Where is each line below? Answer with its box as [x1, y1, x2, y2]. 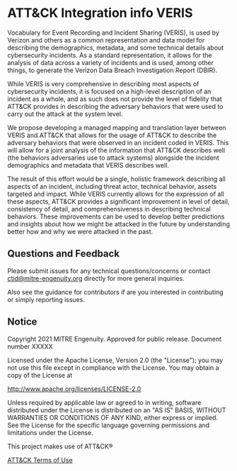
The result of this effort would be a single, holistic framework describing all [7, 175, 226, 183]
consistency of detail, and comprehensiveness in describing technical [7, 204, 211, 213]
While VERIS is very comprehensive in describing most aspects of [7, 79, 200, 88]
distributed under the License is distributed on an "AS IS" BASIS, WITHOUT [7, 405, 226, 414]
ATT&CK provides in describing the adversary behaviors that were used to [7, 102, 224, 110]
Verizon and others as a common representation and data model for [7, 35, 205, 44]
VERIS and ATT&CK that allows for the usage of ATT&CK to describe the [7, 131, 217, 139]
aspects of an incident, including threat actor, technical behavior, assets [7, 182, 217, 190]
